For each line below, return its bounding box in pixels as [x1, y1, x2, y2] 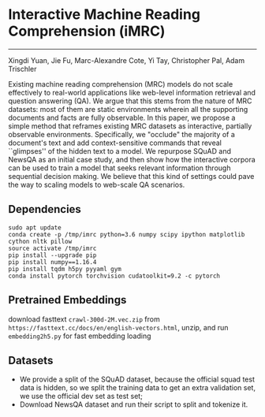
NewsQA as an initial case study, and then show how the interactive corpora [8, 155, 256, 164]
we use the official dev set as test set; [19, 392, 144, 401]
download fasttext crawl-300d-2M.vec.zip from [8, 314, 160, 324]
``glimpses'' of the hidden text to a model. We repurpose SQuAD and [8, 146, 231, 155]
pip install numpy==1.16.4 [8, 258, 97, 266]
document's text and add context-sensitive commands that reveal [8, 138, 222, 147]
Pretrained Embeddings [8, 293, 127, 307]
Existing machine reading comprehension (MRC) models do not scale [8, 79, 233, 88]
